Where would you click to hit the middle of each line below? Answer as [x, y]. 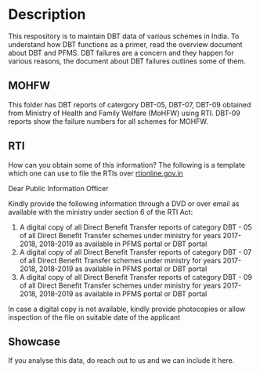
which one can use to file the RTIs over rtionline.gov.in [96, 173]
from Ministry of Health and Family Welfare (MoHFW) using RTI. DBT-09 [124, 113]
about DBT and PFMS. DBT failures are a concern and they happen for [121, 53]
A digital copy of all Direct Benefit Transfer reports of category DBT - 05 [135, 227]
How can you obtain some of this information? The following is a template [126, 165]
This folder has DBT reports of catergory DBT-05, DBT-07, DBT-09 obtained [130, 104]
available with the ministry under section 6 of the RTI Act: [101, 212]
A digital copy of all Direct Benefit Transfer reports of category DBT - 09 [136, 277]
